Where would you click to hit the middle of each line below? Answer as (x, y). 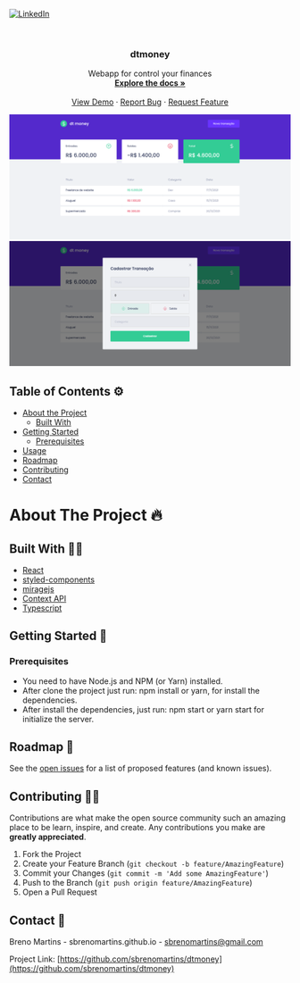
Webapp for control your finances (150, 74)
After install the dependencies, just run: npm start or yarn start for (143, 709)
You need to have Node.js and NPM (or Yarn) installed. (122, 681)
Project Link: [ (35, 959)
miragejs (38, 588)
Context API (44, 598)
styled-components (58, 579)
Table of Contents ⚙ (67, 392)
